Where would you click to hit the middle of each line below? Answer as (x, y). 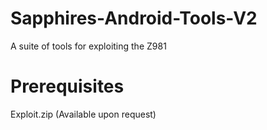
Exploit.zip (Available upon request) (83, 114)
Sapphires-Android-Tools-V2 (134, 18)
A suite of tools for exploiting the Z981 (88, 46)
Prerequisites (67, 86)
